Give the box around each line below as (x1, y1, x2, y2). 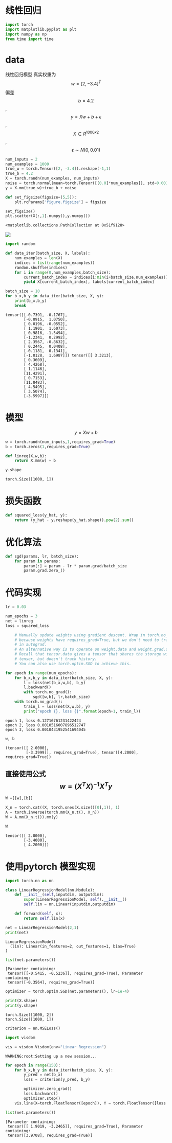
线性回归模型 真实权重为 (5, 72, 56, 78)
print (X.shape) (5, 998, 38, 1004)
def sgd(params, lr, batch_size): (5, 553, 79, 559)
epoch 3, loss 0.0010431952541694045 (5, 727, 86, 732)
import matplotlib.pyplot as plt (5, 27, 77, 32)
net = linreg (5, 618, 33, 623)
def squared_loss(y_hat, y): (5, 513, 68, 518)
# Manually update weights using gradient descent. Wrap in (14, 632, 145, 638)
